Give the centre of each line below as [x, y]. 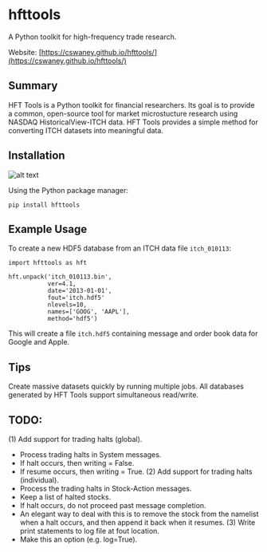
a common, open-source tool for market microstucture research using [123, 113]
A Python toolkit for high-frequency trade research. [92, 37]
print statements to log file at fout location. [89, 531]
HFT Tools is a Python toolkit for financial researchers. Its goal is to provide [132, 104]
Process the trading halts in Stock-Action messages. [106, 489]
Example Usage [48, 229]
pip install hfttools [44, 205]
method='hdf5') [73, 319]
